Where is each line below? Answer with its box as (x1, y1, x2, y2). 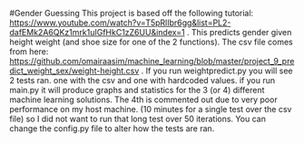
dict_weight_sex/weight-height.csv (9, 65, 140, 76)
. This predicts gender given (186, 27, 292, 37)
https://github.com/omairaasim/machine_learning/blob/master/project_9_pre (9, 56, 295, 66)
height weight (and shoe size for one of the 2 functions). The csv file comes (9, 36, 293, 47)
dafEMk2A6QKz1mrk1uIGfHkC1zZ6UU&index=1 (9, 27, 185, 37)
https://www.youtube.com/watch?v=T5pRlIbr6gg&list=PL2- (9, 17, 231, 28)
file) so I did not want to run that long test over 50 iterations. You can (9, 113, 266, 124)
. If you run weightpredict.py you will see (141, 65, 293, 76)
